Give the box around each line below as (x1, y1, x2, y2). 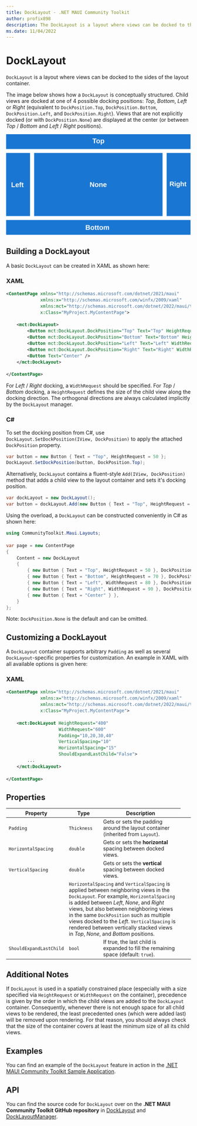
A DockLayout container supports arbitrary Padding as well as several (6, 648, 171, 655)
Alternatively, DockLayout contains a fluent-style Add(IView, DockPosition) (6, 471, 186, 478)
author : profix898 (6, 15, 51, 22)
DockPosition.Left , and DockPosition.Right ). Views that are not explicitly (6, 110, 183, 117)
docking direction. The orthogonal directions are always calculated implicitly (6, 395, 191, 402)
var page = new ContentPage (6, 542, 75, 548)
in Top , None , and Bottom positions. (69, 930, 155, 937)
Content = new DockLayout (16, 555, 80, 561)
